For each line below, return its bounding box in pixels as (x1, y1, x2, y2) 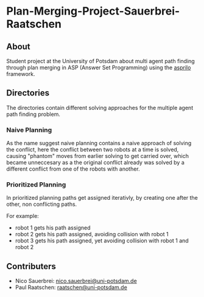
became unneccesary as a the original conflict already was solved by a (6, 159, 185, 166)
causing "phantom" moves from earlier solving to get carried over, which (6, 152, 189, 160)
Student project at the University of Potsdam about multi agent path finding (6, 58, 195, 64)
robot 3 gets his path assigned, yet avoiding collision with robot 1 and (15, 237, 189, 244)
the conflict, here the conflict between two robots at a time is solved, (6, 146, 179, 153)
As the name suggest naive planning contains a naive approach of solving (6, 140, 192, 147)
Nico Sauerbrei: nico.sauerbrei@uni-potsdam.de (15, 278, 137, 285)
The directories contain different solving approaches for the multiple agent (6, 104, 194, 111)
